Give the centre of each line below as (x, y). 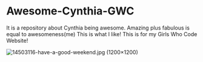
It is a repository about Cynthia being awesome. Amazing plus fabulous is (98, 28)
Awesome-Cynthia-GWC (70, 11)
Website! (17, 40)
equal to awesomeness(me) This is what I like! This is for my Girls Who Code (102, 34)
